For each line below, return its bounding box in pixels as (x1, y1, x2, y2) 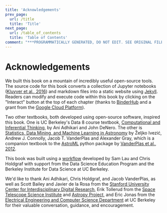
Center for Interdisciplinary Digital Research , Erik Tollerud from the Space (5, 186, 156, 192)
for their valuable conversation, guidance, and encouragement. (5, 202, 134, 208)
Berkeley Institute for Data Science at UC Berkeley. (5, 166, 109, 172)
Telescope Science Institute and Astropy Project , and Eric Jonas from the (5, 192, 155, 198)
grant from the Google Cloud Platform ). (5, 104, 85, 110)
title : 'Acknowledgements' (5, 7, 61, 12)
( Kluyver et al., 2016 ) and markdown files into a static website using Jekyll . (5, 88, 158, 94)
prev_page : (5, 12, 28, 17)
